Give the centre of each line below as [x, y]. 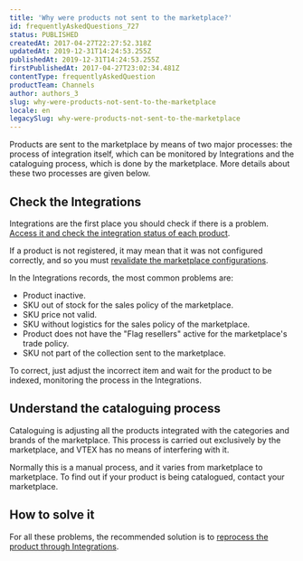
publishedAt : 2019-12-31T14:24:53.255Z [85, 60]
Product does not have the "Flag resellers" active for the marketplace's [155, 333]
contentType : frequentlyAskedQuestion [82, 77]
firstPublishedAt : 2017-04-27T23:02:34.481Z [95, 69]
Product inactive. [54, 295]
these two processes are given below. [80, 174]
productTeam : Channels [52, 85]
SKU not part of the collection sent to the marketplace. [124, 353]
